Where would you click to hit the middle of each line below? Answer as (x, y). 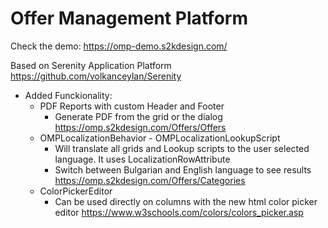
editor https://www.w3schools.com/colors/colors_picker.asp (179, 212)
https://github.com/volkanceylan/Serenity (96, 76)
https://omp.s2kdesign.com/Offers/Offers (140, 127)
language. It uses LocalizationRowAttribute (142, 159)
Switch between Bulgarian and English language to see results (183, 169)
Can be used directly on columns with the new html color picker (186, 201)
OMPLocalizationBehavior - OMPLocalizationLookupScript (160, 138)
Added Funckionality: (68, 95)
